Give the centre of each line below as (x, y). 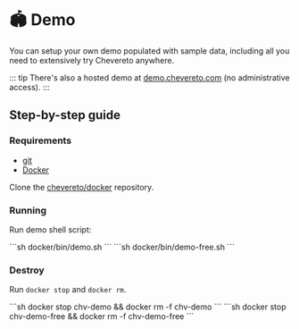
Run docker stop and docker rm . (68, 290)
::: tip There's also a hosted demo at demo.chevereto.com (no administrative (149, 77)
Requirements (41, 140)
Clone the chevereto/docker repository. (82, 187)
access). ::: (29, 87)
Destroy (27, 270)
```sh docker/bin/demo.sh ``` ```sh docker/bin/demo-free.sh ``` (122, 247)
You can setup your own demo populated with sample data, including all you (149, 51)
